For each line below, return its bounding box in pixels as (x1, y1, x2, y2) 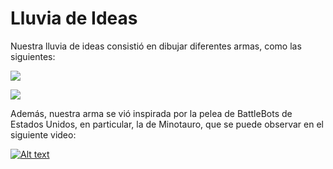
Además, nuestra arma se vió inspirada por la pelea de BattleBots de (10, 107, 293, 119)
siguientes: (10, 50, 56, 62)
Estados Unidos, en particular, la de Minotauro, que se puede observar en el (10, 118, 324, 130)
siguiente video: (10, 128, 77, 141)
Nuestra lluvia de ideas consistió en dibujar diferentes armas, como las (10, 40, 302, 52)
